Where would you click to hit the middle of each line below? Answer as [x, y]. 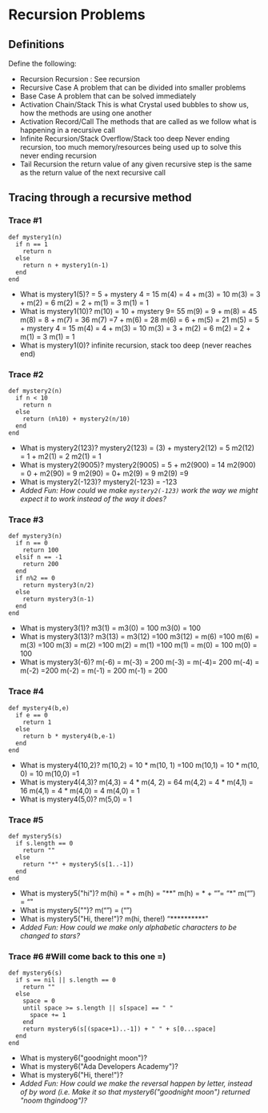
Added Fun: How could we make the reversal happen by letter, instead [136, 1083]
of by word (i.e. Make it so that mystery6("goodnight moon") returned [135, 1092]
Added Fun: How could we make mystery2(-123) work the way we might [139, 490]
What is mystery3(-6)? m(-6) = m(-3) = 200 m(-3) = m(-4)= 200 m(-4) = [140, 662]
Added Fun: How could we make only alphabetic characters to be [128, 927]
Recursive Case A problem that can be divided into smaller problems [133, 87]
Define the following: [42, 63]
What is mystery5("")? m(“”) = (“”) [76, 910]
